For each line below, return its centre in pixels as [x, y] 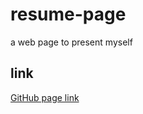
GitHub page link [45, 97]
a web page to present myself [71, 42]
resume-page [68, 14]
